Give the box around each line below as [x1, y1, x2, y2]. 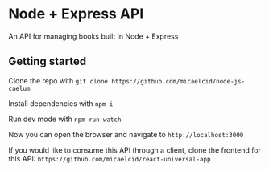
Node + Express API [8, 5, 144, 23]
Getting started [8, 55, 87, 68]
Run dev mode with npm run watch [8, 114, 122, 124]
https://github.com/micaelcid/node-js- [111, 77, 246, 85]
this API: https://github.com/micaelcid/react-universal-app [8, 153, 211, 163]
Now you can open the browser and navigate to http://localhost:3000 [8, 129, 244, 139]
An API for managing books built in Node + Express [8, 31, 179, 41]
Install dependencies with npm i [8, 98, 114, 108]
